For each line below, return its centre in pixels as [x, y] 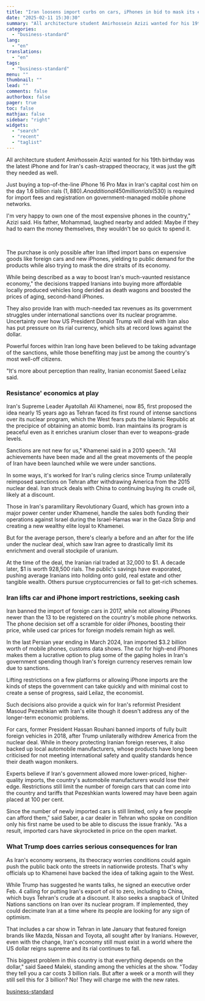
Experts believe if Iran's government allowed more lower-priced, [87, 774]
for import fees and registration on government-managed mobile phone [96, 197]
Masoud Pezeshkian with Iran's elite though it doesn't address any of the [98, 711]
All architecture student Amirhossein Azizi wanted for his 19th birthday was [101, 160]
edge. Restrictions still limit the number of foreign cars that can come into [99, 786]
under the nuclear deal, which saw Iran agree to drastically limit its [90, 544]
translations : [24, 52]
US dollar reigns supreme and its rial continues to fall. [74, 948]
